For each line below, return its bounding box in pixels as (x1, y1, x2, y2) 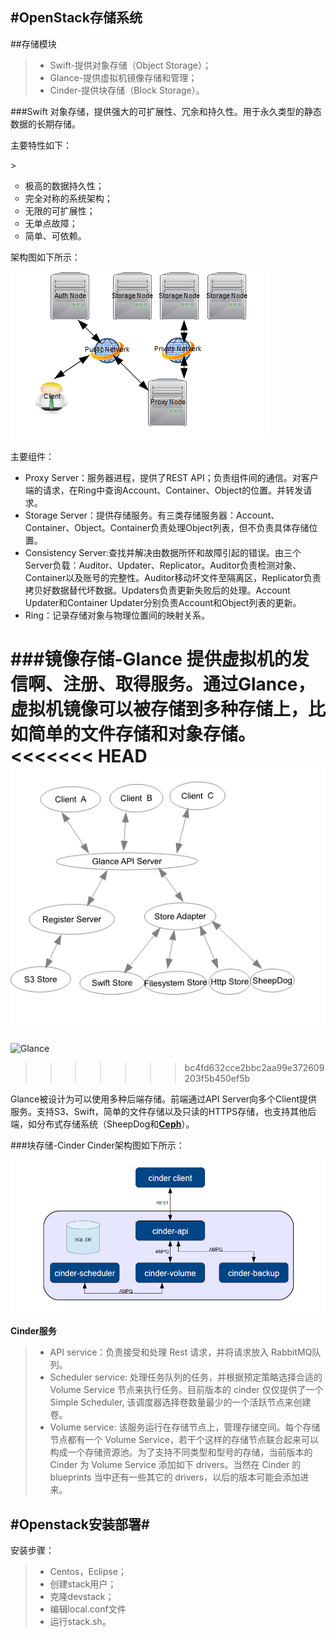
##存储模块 (10, 38, 57, 50)
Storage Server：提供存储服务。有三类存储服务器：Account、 (24, 509, 280, 521)
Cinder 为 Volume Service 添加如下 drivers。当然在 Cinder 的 (49, 1459, 302, 1471)
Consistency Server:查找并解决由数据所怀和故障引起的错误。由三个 (24, 546, 302, 558)
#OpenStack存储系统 (10, 9, 143, 27)
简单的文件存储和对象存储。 (28, 723, 257, 745)
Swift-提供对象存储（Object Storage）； (49, 59, 212, 71)
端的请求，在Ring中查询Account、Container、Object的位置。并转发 (24, 484, 304, 496)
